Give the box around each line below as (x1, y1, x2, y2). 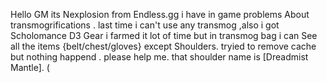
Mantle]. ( (10, 62, 50, 73)
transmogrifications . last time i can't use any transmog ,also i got (10, 19, 280, 31)
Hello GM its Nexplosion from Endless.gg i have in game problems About (10, 9, 310, 20)
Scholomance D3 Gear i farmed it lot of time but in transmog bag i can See (10, 30, 318, 41)
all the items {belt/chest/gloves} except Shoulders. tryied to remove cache (10, 40, 317, 52)
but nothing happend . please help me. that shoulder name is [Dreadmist (10, 51, 309, 63)
